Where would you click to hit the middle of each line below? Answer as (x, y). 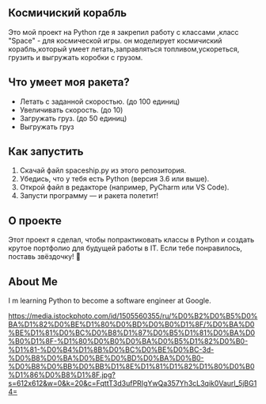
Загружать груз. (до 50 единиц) (73, 118)
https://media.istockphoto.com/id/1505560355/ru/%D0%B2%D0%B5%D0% (133, 316)
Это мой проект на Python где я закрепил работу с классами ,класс (123, 32)
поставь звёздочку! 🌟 (44, 257)
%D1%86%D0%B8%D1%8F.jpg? (62, 375)
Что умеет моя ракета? (69, 82)
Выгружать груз (47, 127)
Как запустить (46, 152)
